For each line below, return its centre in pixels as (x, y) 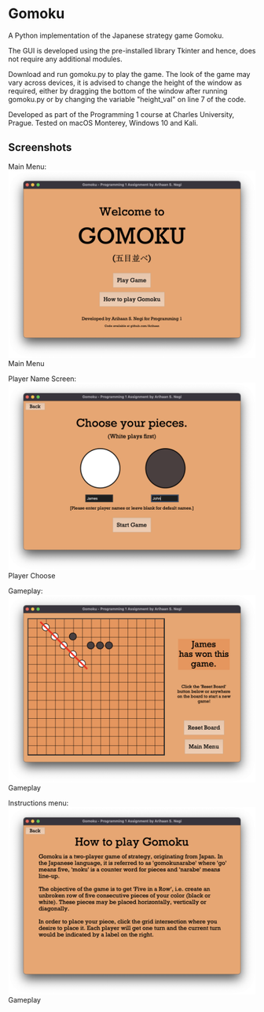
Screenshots (40, 147)
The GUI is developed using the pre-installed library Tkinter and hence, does (132, 50)
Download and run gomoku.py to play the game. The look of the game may (129, 74)
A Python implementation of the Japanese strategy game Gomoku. (116, 35)
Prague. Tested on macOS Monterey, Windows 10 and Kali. (103, 123)
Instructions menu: (38, 803)
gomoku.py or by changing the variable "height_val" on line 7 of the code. (127, 99)
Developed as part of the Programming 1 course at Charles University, (121, 114)
